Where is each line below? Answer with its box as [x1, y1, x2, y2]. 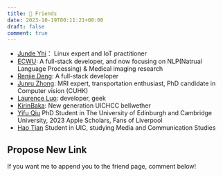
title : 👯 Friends [7, 10, 57, 17]
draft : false [7, 23, 45, 30]
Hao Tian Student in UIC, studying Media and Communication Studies [17, 124, 216, 132]
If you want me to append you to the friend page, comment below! [7, 162, 197, 171]
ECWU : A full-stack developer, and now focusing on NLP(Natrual [17, 57, 202, 66]
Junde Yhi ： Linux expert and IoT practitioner [17, 49, 148, 58]
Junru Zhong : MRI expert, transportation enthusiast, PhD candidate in [17, 79, 216, 87]
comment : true [7, 29, 48, 37]
